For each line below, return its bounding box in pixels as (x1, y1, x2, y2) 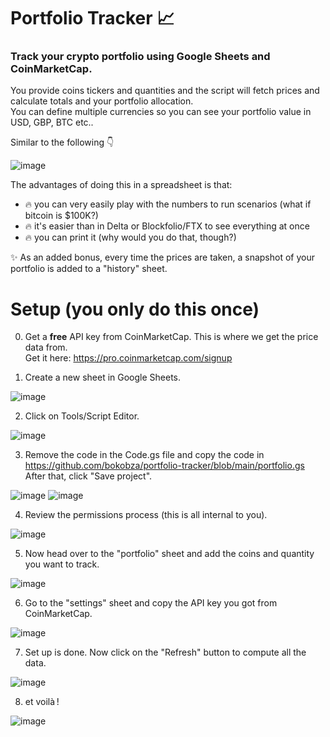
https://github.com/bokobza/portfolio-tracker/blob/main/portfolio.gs (24, 460, 305, 472)
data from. (24, 341, 68, 354)
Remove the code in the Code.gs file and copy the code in (24, 449, 265, 461)
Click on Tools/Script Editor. (24, 410, 140, 422)
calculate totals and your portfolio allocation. (10, 95, 194, 107)
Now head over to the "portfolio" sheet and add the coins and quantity (24, 548, 315, 560)
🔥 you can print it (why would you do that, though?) (24, 231, 237, 244)
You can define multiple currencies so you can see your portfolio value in (10, 106, 312, 118)
